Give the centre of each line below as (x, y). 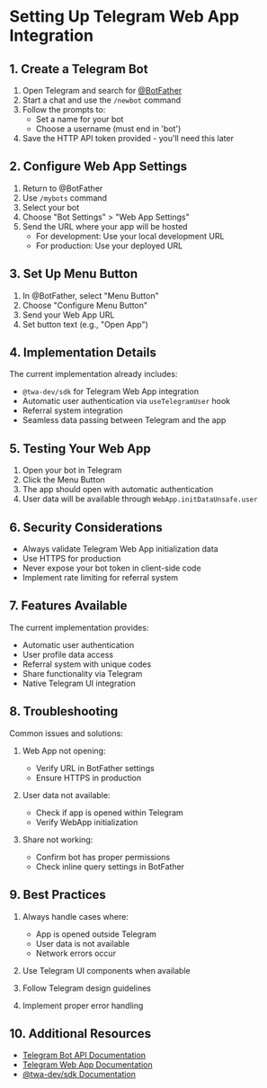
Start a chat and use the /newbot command (102, 100)
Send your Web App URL (68, 315)
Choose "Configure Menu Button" (85, 305)
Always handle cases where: (75, 916)
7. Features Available (68, 606)
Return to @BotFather (62, 188)
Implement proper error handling (83, 1005)
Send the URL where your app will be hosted (105, 226)
